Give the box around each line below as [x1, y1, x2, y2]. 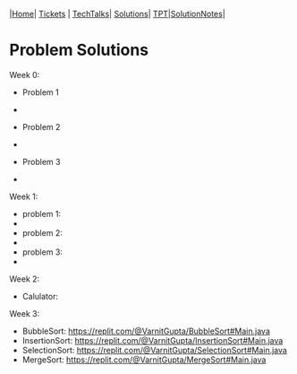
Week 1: [9, 191, 38, 202]
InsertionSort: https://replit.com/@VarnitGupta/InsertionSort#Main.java [21, 335, 284, 345]
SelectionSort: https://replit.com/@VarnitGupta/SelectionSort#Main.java [21, 344, 288, 355]
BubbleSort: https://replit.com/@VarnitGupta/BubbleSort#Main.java [21, 326, 271, 336]
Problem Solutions [9, 40, 149, 60]
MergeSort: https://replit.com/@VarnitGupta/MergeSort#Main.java [21, 354, 267, 365]
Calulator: [21, 291, 58, 301]
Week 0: [9, 69, 40, 80]
